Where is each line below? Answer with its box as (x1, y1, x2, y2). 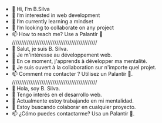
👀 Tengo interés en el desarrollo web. (11, 91, 102, 98)
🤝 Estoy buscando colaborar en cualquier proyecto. (11, 104, 136, 110)
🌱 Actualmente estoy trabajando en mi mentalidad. (11, 97, 134, 104)
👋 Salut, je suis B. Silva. (11, 45, 69, 52)
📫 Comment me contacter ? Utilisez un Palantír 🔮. (11, 71, 133, 77)
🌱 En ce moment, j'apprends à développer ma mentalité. (11, 58, 148, 64)
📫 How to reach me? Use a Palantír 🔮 (11, 31, 103, 37)
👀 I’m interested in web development (11, 12, 100, 19)
